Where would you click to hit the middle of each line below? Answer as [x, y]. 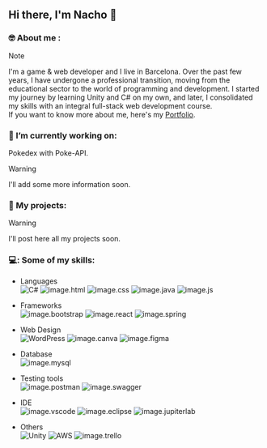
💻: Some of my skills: [52, 260]
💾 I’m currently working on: [63, 135]
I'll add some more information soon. [70, 184]
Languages [39, 281]
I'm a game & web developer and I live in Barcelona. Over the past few [125, 71]
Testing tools [42, 378]
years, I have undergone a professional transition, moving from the [119, 80]
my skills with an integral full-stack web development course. [110, 105]
